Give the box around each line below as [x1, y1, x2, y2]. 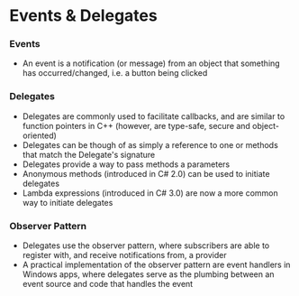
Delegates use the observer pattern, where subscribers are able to [22, 240, 270, 251]
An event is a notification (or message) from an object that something [22, 58, 281, 69]
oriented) [22, 130, 57, 141]
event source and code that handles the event [22, 279, 194, 290]
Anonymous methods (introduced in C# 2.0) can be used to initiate [22, 168, 270, 179]
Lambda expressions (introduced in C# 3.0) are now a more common [22, 187, 279, 199]
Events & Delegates [9, 5, 158, 26]
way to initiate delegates [22, 197, 113, 208]
